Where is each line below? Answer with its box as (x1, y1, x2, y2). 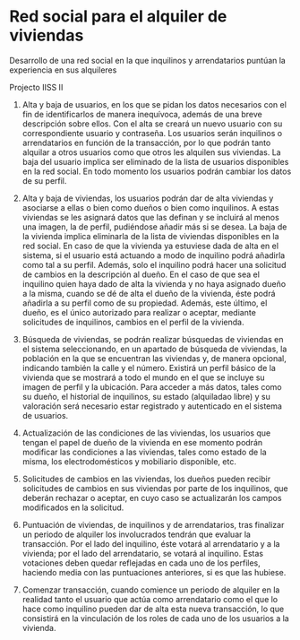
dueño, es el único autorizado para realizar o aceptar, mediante (21, 307, 257, 317)
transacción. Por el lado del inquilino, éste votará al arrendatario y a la (21, 538, 280, 549)
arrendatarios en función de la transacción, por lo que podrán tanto (21, 137, 271, 148)
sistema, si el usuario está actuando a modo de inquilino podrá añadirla (21, 249, 286, 261)
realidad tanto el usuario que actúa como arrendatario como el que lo (21, 593, 279, 604)
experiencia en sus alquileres (9, 65, 117, 75)
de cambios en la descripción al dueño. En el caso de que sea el (21, 269, 260, 280)
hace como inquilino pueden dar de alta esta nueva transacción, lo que (21, 603, 285, 614)
